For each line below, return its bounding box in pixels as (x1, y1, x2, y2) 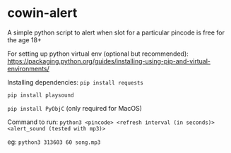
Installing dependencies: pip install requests (7, 78, 143, 86)
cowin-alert (7, 5, 78, 21)
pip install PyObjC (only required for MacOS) (7, 104, 143, 112)
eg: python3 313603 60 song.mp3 (7, 137, 101, 146)
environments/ (7, 64, 49, 73)
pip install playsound (7, 92, 74, 99)
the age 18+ (7, 35, 42, 44)
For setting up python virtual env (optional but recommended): (7, 49, 189, 58)
